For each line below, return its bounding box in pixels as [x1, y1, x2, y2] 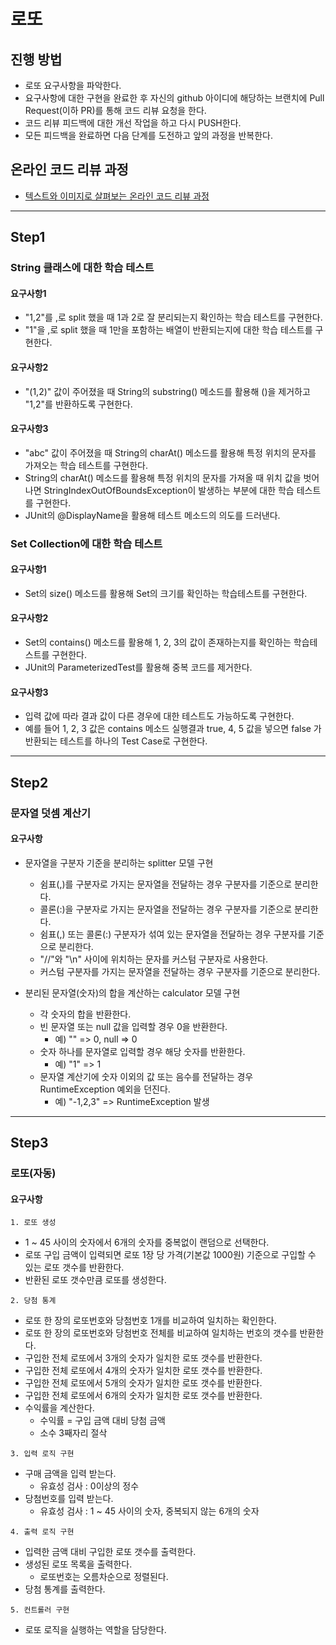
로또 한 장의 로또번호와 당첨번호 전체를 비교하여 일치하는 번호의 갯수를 [24, 1327, 298, 1339]
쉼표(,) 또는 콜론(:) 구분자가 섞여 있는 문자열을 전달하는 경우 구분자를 [39, 928, 307, 940]
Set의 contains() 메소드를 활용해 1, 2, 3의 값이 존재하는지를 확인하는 [24, 636, 292, 649]
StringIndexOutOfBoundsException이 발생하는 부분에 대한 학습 [43, 484, 295, 496]
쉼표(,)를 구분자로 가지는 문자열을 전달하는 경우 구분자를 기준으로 [39, 878, 293, 890]
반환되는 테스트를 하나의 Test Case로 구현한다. [24, 735, 208, 747]
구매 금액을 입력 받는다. [24, 1468, 117, 1480]
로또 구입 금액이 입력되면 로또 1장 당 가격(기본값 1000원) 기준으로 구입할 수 [24, 1249, 317, 1261]
